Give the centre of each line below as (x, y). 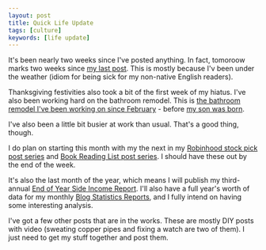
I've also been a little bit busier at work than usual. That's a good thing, (123, 124)
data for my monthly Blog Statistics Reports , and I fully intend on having (125, 197)
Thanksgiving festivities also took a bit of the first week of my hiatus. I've (127, 93)
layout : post (30, 15)
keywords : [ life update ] (49, 38)
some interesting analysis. (51, 206)
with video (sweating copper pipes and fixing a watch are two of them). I (127, 229)
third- (231, 180)
